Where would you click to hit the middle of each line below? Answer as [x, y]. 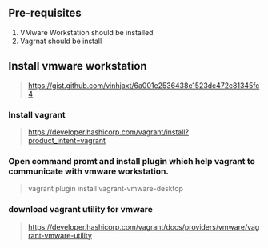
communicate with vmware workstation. [89, 171]
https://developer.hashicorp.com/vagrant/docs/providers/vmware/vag [144, 226]
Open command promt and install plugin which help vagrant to [132, 161]
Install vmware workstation [78, 66]
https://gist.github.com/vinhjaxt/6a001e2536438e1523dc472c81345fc [144, 85]
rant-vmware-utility [60, 235]
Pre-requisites [45, 13]
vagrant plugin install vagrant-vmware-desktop [106, 189]
